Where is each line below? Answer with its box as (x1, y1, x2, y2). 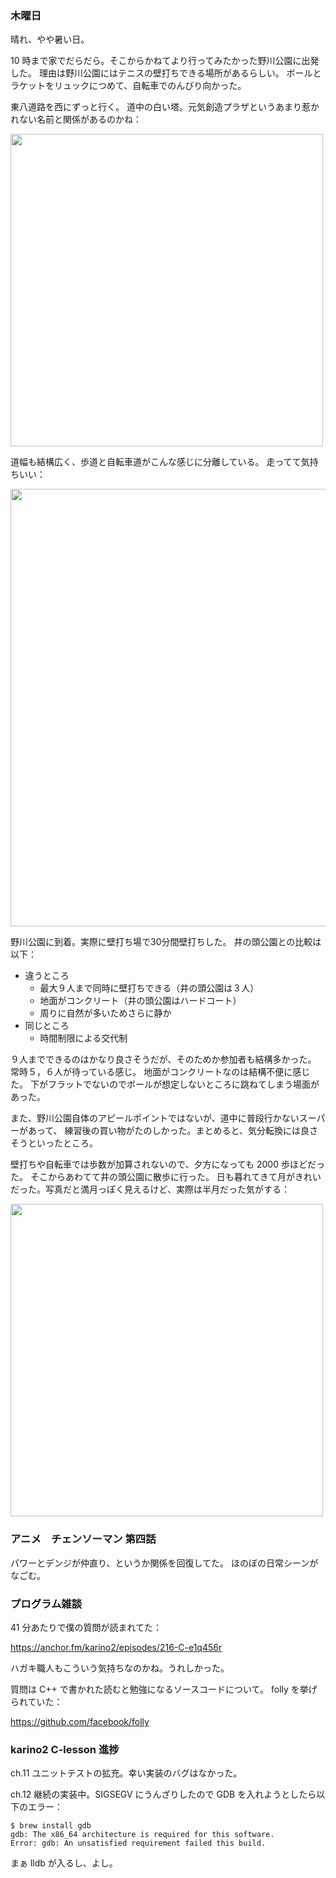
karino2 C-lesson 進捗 (10, 1742, 120, 1756)
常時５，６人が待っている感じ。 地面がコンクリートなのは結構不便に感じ (10, 1066, 311, 1078)
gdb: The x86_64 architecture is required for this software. (10, 1830, 275, 1840)
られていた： (10, 1695, 63, 1707)
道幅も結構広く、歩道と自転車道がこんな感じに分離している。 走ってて (10, 456, 302, 468)
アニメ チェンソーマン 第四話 (10, 1532, 157, 1546)
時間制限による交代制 (39, 1032, 128, 1044)
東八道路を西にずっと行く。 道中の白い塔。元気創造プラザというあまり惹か (10, 101, 320, 113)
